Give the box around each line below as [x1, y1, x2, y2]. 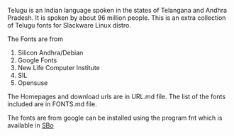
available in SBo [7, 121, 55, 130]
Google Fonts [17, 56, 57, 64]
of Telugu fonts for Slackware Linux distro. [7, 21, 131, 29]
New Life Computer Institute [17, 64, 101, 72]
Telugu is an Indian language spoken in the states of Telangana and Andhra [7, 6, 228, 14]
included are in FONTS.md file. [7, 100, 97, 108]
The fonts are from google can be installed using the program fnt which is [7, 113, 223, 122]
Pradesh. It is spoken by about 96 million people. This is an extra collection [7, 13, 226, 22]
